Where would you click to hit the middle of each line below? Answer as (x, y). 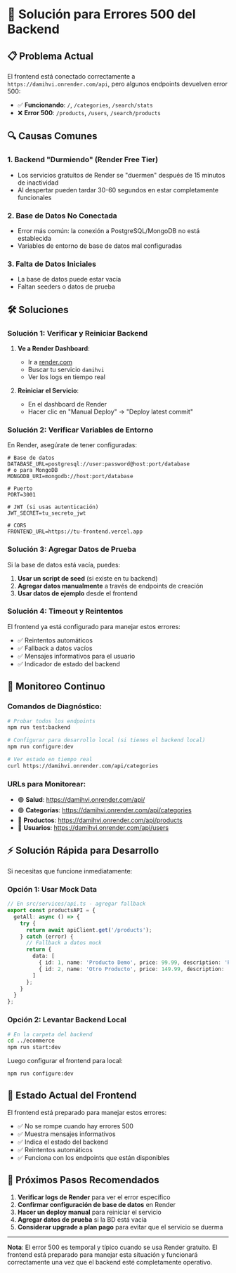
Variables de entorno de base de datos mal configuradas (100, 246)
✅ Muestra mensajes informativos (66, 1134)
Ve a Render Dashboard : (53, 348)
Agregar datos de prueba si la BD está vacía (82, 1219)
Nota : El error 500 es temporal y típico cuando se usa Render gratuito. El (112, 1247)
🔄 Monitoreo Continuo (56, 686)
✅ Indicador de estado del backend (69, 664)
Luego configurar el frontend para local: (65, 1061)
